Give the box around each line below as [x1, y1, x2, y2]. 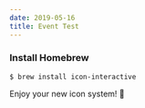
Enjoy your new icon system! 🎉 [9, 88, 125, 99]
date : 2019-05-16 [9, 13, 76, 23]
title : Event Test [9, 22, 79, 31]
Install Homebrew [9, 52, 89, 64]
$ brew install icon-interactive [9, 72, 137, 82]
